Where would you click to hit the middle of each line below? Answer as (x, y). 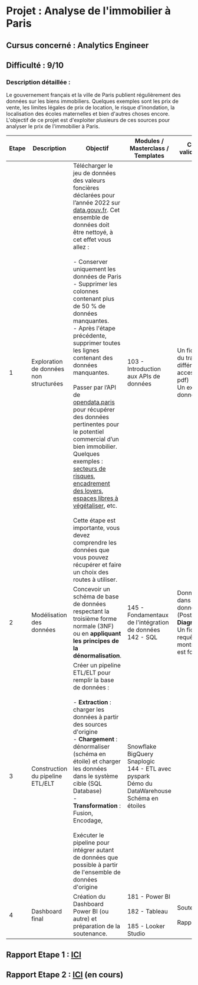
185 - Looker (146, 926)
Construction (49, 769)
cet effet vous (92, 239)
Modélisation (49, 615)
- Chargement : (95, 739)
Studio (136, 934)
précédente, (90, 336)
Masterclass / (149, 148)
